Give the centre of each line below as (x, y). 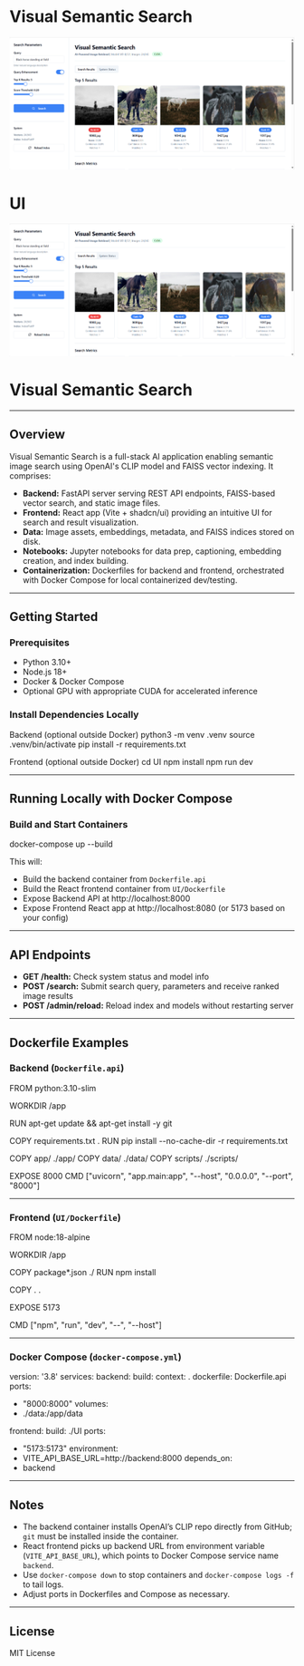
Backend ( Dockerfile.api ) (67, 1069)
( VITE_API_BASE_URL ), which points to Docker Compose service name (150, 1555)
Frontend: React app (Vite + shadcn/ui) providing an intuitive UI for (147, 512)
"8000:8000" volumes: (65, 1404)
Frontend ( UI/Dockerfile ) (65, 1217)
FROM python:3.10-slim (53, 1088)
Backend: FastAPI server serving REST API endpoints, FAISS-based (149, 493)
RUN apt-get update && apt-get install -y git (91, 1123)
